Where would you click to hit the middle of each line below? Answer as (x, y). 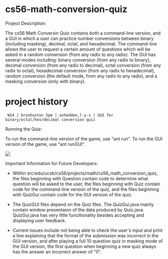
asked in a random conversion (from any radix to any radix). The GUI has (80, 55)
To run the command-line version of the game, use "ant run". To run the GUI (84, 139)
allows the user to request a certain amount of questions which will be (78, 49)
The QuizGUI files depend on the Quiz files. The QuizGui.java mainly (83, 204)
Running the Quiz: (24, 129)
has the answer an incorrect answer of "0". (57, 251)
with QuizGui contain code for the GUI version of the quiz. (72, 194)
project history (37, 102)
